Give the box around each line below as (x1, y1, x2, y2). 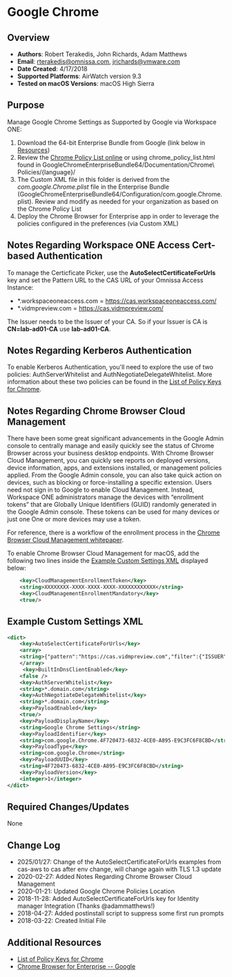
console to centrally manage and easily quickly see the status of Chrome (7, 442, 215, 450)
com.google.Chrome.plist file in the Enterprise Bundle (17, 183, 170, 191)
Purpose (7, 100, 45, 111)
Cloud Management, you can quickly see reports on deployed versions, (7, 456, 211, 465)
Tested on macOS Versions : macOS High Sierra (17, 80, 155, 87)
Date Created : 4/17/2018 (17, 65, 88, 73)
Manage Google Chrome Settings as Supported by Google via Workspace (7, 118, 217, 126)
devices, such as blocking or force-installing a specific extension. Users (7, 478, 212, 487)
